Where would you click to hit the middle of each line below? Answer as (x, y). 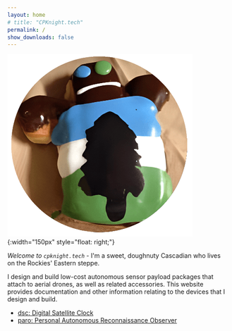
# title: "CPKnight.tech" (45, 22)
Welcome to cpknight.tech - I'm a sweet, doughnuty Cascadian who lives (114, 256)
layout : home (26, 15)
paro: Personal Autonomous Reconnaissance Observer (97, 320)
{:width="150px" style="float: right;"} (61, 242)
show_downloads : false (41, 37)
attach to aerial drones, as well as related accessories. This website (105, 285)
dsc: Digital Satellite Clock (55, 313)
